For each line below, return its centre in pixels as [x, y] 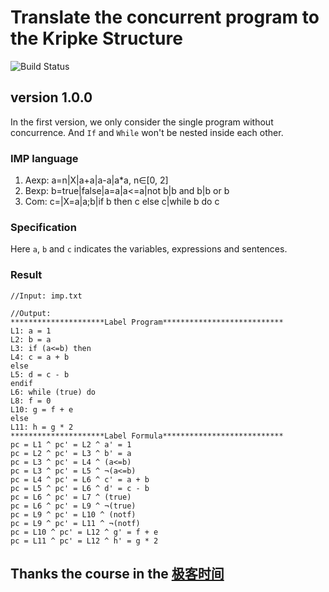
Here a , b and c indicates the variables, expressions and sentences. [149, 249]
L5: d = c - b [40, 374]
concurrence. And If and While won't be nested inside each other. [147, 132]
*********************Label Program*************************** [147, 322]
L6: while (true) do [53, 392]
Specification [43, 227]
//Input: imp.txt [46, 296]
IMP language [44, 158]
